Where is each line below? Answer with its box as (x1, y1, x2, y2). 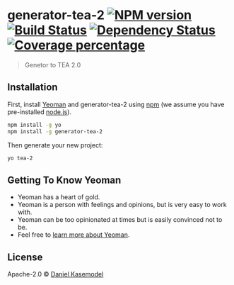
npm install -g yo (7, 121, 62, 128)
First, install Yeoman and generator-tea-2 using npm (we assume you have (7, 100, 225, 108)
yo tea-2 (7, 155, 33, 162)
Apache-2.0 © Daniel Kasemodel (7, 270, 104, 278)
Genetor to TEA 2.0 (24, 60, 81, 69)
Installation (7, 82, 58, 94)
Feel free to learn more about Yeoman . (17, 230, 130, 239)
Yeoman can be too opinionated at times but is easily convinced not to (17, 216, 223, 224)
